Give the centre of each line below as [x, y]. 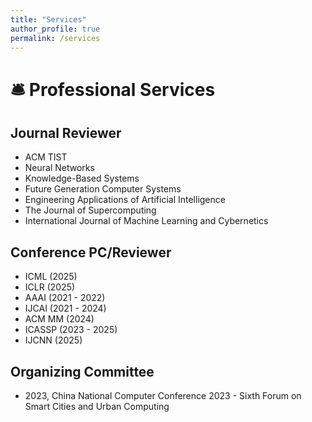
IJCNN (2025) [53, 340]
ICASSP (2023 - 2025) [71, 330]
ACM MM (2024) [59, 319]
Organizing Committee [82, 371]
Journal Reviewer [66, 132]
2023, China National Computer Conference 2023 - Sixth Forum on [163, 395]
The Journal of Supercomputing [90, 210]
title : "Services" [48, 19]
